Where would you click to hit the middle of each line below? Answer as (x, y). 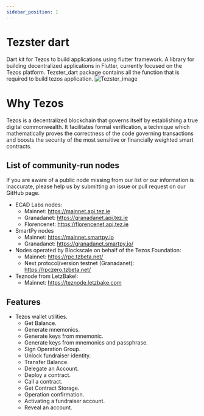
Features (23, 302)
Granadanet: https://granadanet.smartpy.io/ (79, 244)
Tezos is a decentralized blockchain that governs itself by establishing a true (102, 120)
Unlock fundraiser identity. (58, 356)
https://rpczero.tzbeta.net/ (58, 270)
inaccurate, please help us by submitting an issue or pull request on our (96, 186)
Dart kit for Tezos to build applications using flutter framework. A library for (100, 59)
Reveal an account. (48, 407)
